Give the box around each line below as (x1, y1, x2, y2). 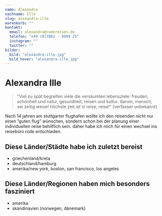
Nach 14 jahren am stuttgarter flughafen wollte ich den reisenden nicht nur (5, 113, 154, 119)
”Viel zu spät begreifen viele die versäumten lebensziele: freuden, (16, 93, 149, 99)
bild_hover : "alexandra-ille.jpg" (9, 57, 79, 62)
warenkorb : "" (5, 20, 34, 26)
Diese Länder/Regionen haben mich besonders (5, 180, 150, 188)
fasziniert (5, 187, 35, 196)
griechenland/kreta (12, 155, 50, 161)
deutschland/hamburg (12, 161, 57, 166)
